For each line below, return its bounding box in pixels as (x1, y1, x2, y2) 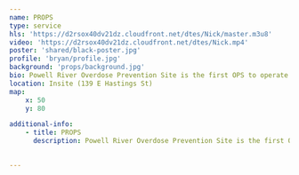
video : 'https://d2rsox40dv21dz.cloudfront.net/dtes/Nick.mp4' (9, 37, 249, 47)
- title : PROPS (25, 128, 82, 138)
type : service (9, 21, 62, 30)
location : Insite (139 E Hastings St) (9, 79, 153, 88)
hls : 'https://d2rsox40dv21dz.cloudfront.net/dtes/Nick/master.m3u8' (9, 29, 273, 38)
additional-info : (9, 120, 74, 129)
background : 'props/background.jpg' (9, 63, 145, 72)
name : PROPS (9, 12, 53, 22)
